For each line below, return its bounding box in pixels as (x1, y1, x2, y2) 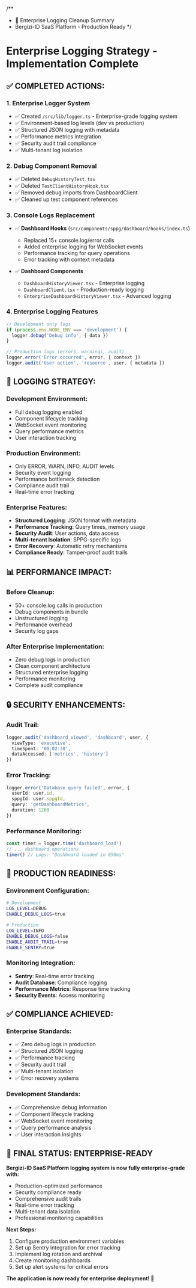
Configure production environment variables (14, 1237, 125, 1245)
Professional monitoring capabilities (14, 1215, 104, 1222)
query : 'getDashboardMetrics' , (11, 801, 90, 808)
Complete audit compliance (14, 682, 83, 689)
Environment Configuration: (6, 887, 90, 895)
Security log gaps (14, 627, 59, 634)
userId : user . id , (11, 790, 55, 797)
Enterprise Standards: (6, 1027, 72, 1035)
